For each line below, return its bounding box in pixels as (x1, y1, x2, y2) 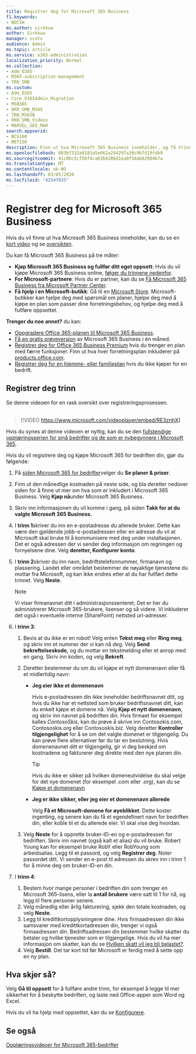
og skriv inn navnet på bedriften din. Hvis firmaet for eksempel (32, 712, 183, 719)
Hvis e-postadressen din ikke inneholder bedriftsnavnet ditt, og (32, 693, 184, 700)
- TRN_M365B (6, 112, 35, 118)
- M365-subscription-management (6, 74, 85, 80)
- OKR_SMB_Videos (6, 118, 48, 123)
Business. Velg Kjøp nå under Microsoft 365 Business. (14, 492, 144, 500)
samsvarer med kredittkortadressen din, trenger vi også (23, 922, 157, 929)
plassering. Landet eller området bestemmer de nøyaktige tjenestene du (14, 564, 188, 571)
